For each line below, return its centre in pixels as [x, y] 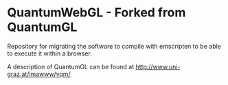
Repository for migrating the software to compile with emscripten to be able [114, 46]
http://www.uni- [158, 66]
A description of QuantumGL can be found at [71, 66]
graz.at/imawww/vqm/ [39, 74]
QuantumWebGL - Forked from [96, 13]
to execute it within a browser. [50, 53]
